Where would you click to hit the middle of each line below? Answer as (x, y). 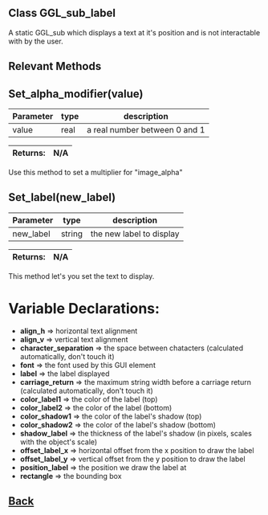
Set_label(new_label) (62, 197)
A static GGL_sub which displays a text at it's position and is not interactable (134, 32)
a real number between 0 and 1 (146, 130)
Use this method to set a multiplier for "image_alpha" (95, 173)
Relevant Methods (55, 66)
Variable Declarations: (84, 309)
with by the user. (36, 41)
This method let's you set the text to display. (81, 276)
